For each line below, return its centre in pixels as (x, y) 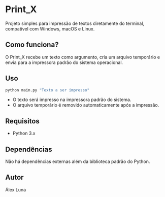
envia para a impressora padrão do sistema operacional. (64, 62)
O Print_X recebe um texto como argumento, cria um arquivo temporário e (83, 57)
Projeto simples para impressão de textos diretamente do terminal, (75, 23)
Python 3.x (24, 134)
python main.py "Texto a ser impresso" (47, 90)
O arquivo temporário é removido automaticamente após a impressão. (86, 105)
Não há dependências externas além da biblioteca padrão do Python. (78, 161)
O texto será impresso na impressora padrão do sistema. (72, 100)
